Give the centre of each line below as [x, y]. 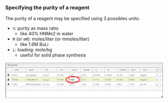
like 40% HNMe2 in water [47, 34]
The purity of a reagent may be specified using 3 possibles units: [72, 19]
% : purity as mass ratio [35, 28]
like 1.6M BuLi [34, 44]
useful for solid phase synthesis [53, 55]
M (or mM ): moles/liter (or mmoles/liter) [51, 39]
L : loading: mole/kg [32, 50]
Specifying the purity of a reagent [47, 8]
